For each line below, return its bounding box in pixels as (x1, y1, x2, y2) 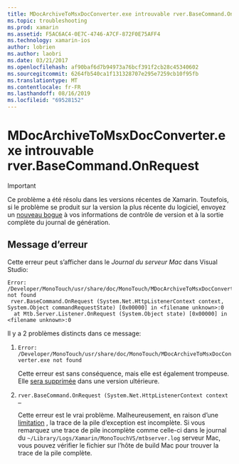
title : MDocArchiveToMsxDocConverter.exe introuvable (7, 10, 171, 18)
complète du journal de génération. (7, 218, 110, 226)
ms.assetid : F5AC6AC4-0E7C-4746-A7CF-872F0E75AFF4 (7, 30, 161, 38)
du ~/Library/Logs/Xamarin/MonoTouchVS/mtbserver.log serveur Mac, (17, 433, 221, 442)
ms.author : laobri (7, 51, 62, 58)
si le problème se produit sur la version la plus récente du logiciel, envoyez (7, 203, 226, 211)
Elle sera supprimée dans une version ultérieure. (17, 376, 160, 385)
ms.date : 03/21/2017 (7, 57, 69, 64)
